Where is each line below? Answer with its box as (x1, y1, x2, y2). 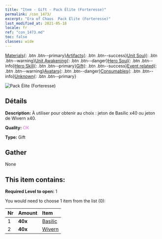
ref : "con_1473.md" (5, 30, 45, 35)
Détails (5, 97, 27, 105)
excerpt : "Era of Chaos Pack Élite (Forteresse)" (5, 16, 111, 21)
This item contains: (5, 175, 65, 184)
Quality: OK (5, 124, 29, 130)
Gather (5, 148, 27, 157)
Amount (18, 210, 38, 216)
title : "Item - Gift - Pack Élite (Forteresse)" (5, 7, 107, 12)
